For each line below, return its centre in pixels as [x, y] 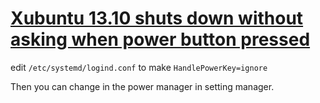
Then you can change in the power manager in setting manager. [142, 86]
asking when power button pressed [160, 39]
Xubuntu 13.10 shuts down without [157, 18]
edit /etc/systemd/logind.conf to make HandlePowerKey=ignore [139, 67]
